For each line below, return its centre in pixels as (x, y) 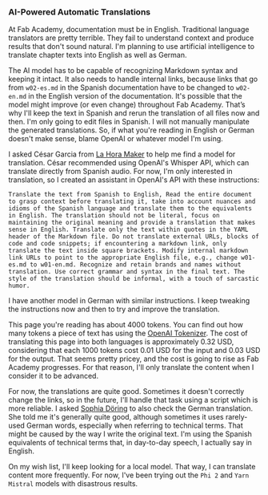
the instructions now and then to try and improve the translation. (114, 309)
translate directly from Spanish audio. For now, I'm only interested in (121, 172)
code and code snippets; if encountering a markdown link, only (118, 244)
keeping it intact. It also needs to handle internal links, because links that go (133, 79)
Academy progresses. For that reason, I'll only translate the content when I (131, 367)
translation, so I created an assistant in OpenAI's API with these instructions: (134, 180)
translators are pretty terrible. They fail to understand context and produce (131, 38)
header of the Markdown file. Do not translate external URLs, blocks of (134, 237)
